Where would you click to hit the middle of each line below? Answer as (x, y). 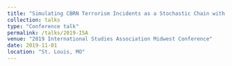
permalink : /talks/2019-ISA (48, 33)
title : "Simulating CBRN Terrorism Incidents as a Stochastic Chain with (116, 13)
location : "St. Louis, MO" (46, 52)
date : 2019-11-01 (32, 45)
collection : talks (34, 20)
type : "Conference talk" (43, 26)
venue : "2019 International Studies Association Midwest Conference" (110, 39)
